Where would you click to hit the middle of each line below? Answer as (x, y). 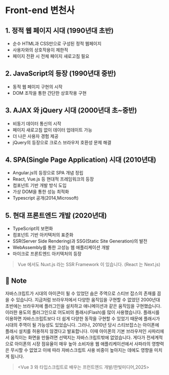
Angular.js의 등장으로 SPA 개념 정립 (48, 173)
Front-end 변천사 (40, 10)
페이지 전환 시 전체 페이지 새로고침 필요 (51, 56)
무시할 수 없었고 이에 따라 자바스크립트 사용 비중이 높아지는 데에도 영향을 (82, 350)
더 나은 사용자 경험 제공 (36, 136)
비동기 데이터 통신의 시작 (37, 123)
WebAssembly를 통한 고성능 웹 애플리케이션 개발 (61, 247)
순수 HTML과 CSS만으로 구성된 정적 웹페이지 (57, 44)
